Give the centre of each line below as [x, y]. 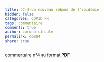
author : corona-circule [29, 32]
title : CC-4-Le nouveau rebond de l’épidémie [52, 9]
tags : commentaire [24, 23]
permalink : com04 [23, 37]
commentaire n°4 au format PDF [38, 55]
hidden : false [20, 14]
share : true [17, 41]
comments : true [21, 28]
